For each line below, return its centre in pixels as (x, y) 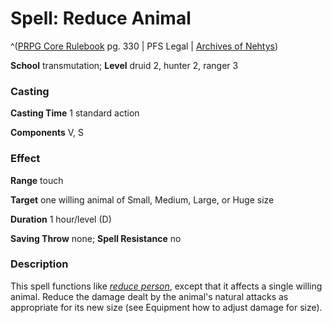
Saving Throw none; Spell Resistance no (96, 238)
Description (39, 264)
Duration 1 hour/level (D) (61, 219)
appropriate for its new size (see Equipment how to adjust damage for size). (166, 307)
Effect (25, 159)
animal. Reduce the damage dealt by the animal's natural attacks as (149, 296)
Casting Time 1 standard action (75, 113)
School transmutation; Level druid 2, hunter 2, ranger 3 (124, 65)
